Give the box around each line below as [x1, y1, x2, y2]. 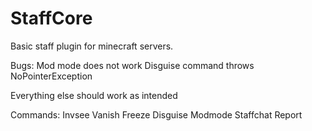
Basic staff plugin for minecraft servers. [10, 40, 174, 52]
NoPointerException [10, 70, 93, 82]
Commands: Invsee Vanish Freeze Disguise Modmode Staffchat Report [10, 108, 303, 121]
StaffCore [10, 7, 93, 30]
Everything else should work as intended [10, 89, 178, 101]
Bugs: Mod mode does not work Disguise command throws [10, 59, 255, 71]
